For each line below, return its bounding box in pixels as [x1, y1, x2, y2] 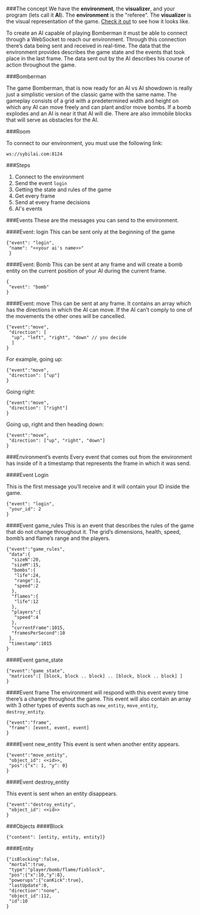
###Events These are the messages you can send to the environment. [6, 217, 179, 224]
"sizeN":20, [11, 557, 42, 563]
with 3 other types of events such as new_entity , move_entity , [6, 702, 158, 709]
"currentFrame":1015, [11, 625, 66, 631]
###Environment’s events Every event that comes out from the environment [6, 454, 192, 460]
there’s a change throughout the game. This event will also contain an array [6, 695, 192, 702]
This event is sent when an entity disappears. [6, 790, 118, 797]
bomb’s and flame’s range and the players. [6, 534, 110, 542]
